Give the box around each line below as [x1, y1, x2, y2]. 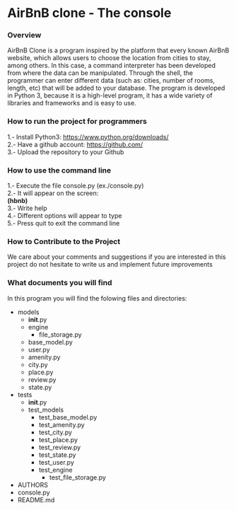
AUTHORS [17, 480, 48, 489]
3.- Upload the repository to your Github [7, 147, 124, 156]
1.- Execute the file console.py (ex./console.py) [7, 182, 144, 190]
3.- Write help [7, 204, 47, 213]
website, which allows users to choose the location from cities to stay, [7, 54, 211, 62]
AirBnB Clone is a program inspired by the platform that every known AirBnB [7, 46, 230, 54]
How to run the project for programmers [7, 117, 147, 127]
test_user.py [38, 458, 74, 466]
